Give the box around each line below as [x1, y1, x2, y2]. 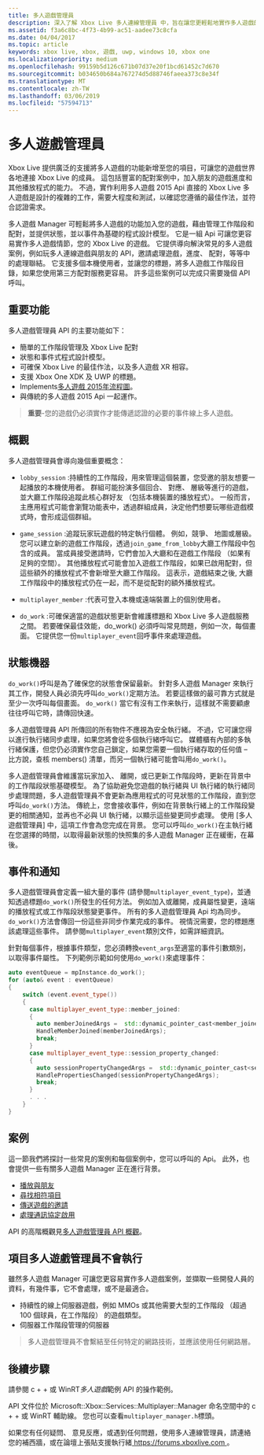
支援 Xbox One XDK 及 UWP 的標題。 [19, 371, 141, 381]
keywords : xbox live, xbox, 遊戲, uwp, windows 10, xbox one [8, 48, 211, 56]
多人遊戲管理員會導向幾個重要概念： [8, 455, 126, 465]
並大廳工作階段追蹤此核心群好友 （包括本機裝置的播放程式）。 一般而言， [19, 492, 255, 502]
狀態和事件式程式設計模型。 [19, 352, 110, 362]
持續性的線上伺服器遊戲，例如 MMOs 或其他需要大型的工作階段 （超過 [19, 1301, 247, 1310]
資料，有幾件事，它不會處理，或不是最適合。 [8, 1284, 153, 1294]
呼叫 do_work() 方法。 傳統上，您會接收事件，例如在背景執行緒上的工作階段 [8, 800, 249, 810]
